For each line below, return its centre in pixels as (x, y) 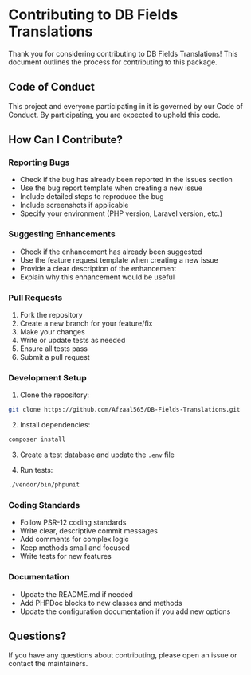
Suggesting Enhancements (62, 234)
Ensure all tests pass (53, 349)
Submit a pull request (55, 357)
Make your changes (52, 332)
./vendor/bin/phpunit (44, 485)
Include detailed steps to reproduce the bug (92, 197)
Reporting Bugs (39, 162)
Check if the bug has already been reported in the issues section (126, 180)
